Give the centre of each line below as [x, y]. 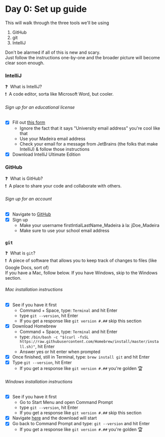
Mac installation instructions [34, 290]
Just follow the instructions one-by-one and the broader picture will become [82, 57]
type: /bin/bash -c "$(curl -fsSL [54, 337]
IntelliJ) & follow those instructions [54, 149]
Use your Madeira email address [52, 139]
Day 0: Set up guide [46, 9]
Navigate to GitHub [32, 214]
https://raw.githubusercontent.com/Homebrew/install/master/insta [89, 341]
